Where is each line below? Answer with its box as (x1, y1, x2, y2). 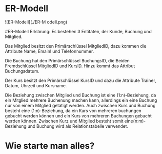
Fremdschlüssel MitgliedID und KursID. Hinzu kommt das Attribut (5, 63, 135, 69)
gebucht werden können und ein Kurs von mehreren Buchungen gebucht (5, 113, 152, 118)
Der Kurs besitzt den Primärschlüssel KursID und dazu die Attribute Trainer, (5, 77, 156, 83)
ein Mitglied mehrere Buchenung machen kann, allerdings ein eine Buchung (5, 97, 157, 103)
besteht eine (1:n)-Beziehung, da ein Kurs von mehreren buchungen (5, 108, 142, 114)
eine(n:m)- (124, 118, 146, 124)
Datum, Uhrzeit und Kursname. (5, 82, 67, 88)
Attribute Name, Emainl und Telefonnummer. (5, 48, 94, 54)
